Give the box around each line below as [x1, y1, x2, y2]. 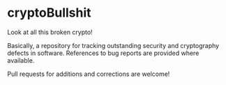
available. [7, 56, 35, 64]
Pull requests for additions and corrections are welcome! [7, 70, 170, 78]
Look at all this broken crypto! [7, 28, 93, 36]
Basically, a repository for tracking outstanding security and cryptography [7, 41, 220, 49]
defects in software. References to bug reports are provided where [7, 49, 199, 57]
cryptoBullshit [7, 5, 92, 21]
